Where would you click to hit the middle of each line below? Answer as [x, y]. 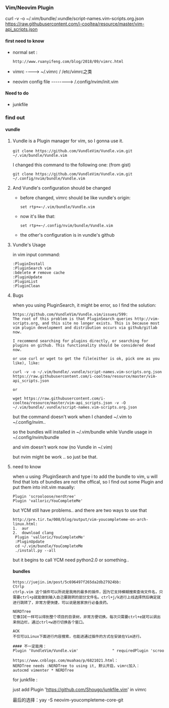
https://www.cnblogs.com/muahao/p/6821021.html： [65, 661]
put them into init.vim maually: [44, 487]
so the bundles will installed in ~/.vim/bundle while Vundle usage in [82, 432]
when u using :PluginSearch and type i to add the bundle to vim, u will [85, 476]
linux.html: [25, 524]
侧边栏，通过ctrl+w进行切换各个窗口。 [51, 623]
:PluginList [25, 281]
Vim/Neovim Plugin [30, 8]
